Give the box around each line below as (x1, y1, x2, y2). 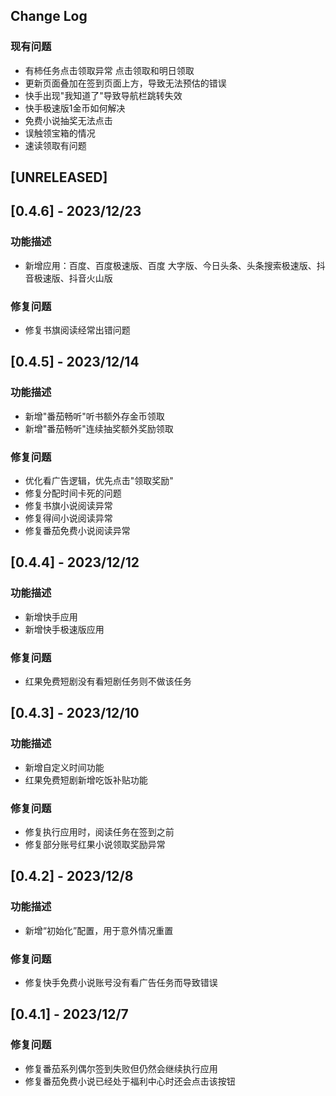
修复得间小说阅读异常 (24, 512, 113, 524)
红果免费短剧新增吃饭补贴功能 (24, 774, 148, 786)
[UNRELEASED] (10, 169, 108, 186)
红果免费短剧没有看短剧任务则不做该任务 (24, 675, 192, 688)
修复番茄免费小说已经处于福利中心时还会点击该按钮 (24, 1075, 236, 1087)
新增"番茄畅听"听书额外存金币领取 (24, 410, 165, 422)
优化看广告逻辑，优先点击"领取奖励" (24, 475, 174, 487)
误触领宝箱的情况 (24, 127, 96, 139)
